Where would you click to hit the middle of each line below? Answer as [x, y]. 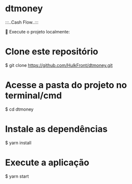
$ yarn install [18, 143]
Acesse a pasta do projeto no [66, 85]
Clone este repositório [52, 52]
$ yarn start [17, 176]
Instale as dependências [56, 129]
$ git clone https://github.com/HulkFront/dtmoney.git [59, 65]
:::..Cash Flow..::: [22, 22]
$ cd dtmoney [19, 109]
